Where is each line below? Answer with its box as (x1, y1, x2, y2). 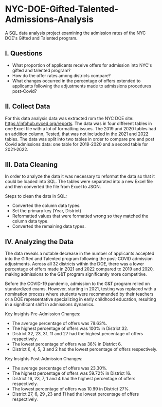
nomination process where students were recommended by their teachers (5, 291, 154, 297)
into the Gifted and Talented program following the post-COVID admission (5, 256, 153, 262)
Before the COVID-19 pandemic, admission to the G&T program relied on (5, 281, 150, 286)
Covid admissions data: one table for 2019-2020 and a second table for (5, 141, 148, 147)
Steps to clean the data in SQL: (5, 193, 67, 199)
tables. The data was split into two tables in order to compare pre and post (5, 136, 155, 142)
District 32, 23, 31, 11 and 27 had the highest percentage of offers (12, 331, 143, 337)
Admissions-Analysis (5, 14, 94, 25)
